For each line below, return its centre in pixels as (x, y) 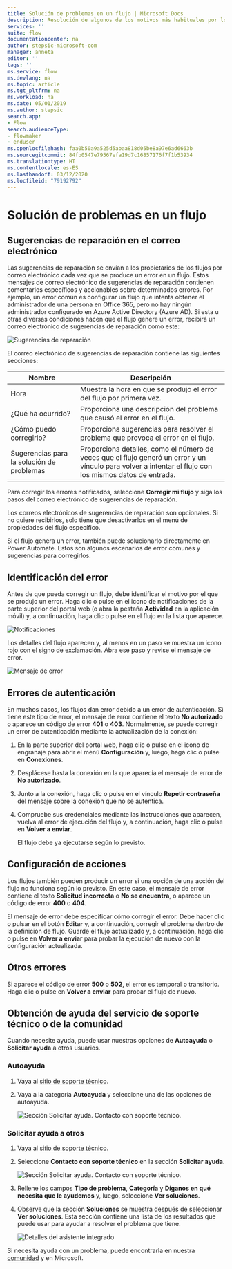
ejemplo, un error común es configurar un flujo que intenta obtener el (106, 297)
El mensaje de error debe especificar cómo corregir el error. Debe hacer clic (116, 916)
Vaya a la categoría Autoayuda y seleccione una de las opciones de (114, 1094)
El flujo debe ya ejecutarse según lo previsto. (81, 842)
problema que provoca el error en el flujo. (147, 438)
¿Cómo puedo (33, 429)
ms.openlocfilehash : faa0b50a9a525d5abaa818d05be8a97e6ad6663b (100, 149)
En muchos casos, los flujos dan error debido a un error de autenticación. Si (115, 709)
